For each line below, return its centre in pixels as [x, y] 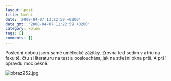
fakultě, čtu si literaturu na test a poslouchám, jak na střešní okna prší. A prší [86, 58]
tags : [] [15, 33]
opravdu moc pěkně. [27, 63]
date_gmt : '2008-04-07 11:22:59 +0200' [48, 24]
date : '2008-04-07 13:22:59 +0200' [43, 19]
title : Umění [19, 15]
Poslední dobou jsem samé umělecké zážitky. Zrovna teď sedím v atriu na [83, 52]
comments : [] [19, 38]
